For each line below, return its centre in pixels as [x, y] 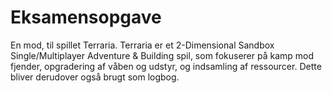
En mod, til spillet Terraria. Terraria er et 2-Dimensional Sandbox [142, 45]
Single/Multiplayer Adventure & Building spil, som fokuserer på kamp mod [162, 55]
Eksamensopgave [86, 17]
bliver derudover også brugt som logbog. [95, 77]
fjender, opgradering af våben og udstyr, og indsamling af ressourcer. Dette [166, 66]
